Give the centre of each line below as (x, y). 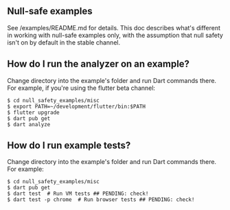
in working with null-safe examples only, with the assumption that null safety (115, 35)
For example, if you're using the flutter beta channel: (81, 88)
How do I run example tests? (69, 146)
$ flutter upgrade (33, 113)
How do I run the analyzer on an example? (99, 64)
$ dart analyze (29, 124)
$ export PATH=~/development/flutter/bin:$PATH (77, 106)
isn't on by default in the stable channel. (64, 42)
